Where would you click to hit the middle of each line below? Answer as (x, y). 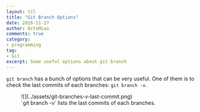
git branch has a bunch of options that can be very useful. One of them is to (100, 79)
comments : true (25, 34)
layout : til (21, 12)
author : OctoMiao (28, 28)
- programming (24, 45)
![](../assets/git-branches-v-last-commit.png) (77, 97)
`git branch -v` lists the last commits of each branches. (88, 102)
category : (19, 39)
